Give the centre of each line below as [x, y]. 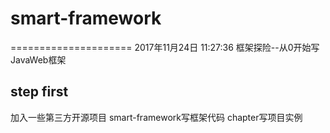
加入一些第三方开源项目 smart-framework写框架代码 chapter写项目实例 [156, 117]
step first [39, 92]
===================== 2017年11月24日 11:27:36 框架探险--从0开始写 [165, 47]
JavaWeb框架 [38, 59]
